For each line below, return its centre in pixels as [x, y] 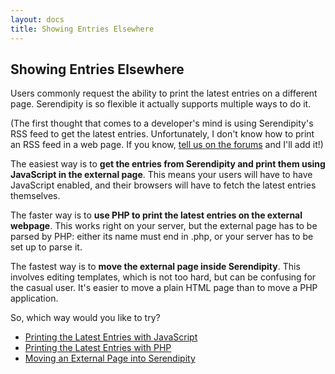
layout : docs [37, 19]
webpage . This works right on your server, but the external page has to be [164, 226]
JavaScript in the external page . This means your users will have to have [161, 175]
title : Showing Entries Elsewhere [82, 29]
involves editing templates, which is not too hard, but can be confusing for [163, 277]
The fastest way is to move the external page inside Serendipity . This [155, 267]
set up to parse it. [46, 247]
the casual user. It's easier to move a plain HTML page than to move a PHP [164, 288]
